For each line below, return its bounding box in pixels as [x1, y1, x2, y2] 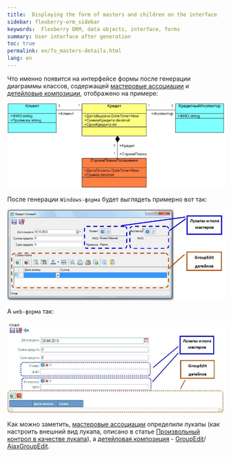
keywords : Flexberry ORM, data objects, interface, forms [7, 26, 181, 32]
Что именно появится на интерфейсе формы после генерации [7, 74, 191, 83]
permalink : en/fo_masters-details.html [7, 48, 122, 54]
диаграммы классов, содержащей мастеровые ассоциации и [7, 81, 190, 90]
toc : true [7, 40, 36, 48]
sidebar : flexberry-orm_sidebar [7, 18, 100, 26]
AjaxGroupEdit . [7, 442, 50, 450]
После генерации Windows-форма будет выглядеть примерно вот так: [7, 195, 208, 203]
